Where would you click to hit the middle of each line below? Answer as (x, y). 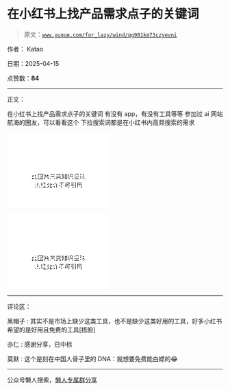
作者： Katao (25, 49)
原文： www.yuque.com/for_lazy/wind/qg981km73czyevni (100, 34)
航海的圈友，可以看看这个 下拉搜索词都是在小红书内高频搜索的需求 (101, 122)
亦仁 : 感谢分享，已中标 (40, 344)
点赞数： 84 (23, 78)
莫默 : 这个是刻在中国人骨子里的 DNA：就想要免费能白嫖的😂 (92, 358)
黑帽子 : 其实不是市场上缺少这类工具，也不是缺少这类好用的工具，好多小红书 (115, 321)
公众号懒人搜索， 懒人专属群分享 (52, 380)
